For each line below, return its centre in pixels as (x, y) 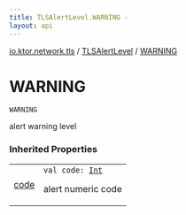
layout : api (31, 26)
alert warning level (43, 127)
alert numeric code (82, 188)
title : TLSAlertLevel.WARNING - (69, 17)
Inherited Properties (53, 150)
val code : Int (73, 170)
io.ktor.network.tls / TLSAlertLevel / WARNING (93, 50)
